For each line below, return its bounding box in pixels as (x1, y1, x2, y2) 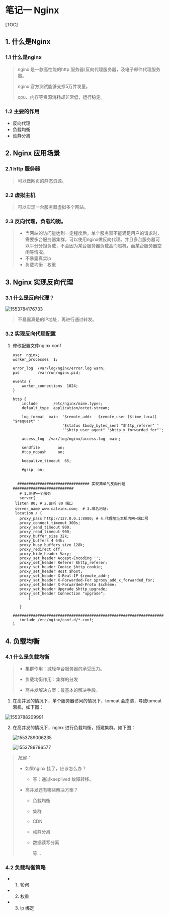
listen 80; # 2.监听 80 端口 (15, 501, 73, 506)
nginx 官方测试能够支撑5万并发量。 (17, 83, 91, 89)
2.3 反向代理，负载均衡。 (5, 218, 66, 225)
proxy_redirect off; (19, 547, 63, 552)
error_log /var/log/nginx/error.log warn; (12, 366, 106, 371)
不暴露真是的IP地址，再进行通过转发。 (17, 316, 97, 322)
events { (12, 379, 31, 384)
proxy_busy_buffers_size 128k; (19, 543, 85, 548)
